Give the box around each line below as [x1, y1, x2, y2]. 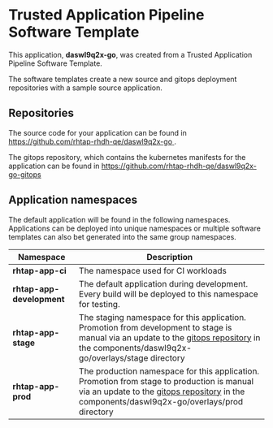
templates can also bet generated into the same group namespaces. [8, 231, 237, 241]
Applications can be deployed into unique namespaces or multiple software [8, 223, 262, 233]
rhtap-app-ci [12, 265, 67, 276]
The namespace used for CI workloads [78, 265, 227, 276]
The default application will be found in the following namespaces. [8, 214, 231, 224]
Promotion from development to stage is [78, 322, 232, 333]
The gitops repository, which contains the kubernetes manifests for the [8, 152, 246, 162]
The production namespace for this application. [78, 365, 260, 377]
